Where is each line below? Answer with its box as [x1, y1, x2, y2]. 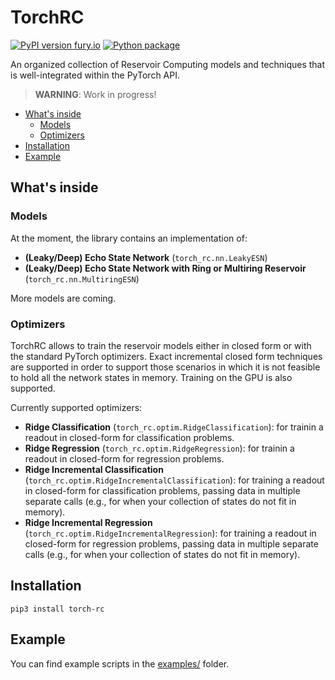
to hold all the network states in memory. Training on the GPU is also [10, 371, 293, 383]
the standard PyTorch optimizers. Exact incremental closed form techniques [10, 350, 323, 362]
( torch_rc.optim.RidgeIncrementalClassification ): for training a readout [24, 474, 325, 486]
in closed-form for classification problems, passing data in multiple [24, 484, 301, 496]
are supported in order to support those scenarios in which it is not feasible [10, 361, 321, 373]
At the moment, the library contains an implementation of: [10, 232, 248, 244]
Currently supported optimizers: [10, 401, 143, 413]
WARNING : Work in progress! [34, 88, 157, 100]
